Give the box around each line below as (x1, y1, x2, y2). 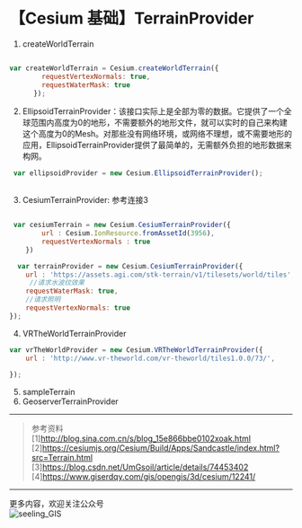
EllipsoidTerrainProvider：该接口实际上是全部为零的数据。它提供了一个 (22, 106, 285, 117)
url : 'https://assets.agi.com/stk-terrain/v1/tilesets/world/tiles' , (25, 270, 296, 279)
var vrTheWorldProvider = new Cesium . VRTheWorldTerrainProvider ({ (9, 345, 263, 355)
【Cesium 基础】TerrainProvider (9, 8, 254, 29)
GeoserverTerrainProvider (22, 396, 119, 407)
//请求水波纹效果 (29, 278, 85, 287)
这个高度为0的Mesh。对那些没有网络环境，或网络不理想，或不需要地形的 (22, 128, 293, 139)
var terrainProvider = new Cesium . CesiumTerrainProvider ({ (17, 261, 244, 270)
